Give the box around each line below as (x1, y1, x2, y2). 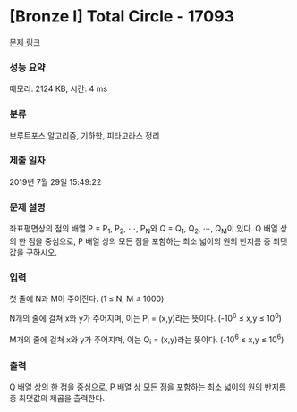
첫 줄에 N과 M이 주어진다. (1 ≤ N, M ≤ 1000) (9, 293, 165, 305)
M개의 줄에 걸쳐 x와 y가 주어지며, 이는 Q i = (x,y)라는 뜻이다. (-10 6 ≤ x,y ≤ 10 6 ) (9, 332, 284, 347)
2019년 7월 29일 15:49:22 (9, 176, 102, 187)
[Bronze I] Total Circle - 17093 (9, 6, 234, 27)
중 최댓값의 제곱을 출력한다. (9, 393, 106, 404)
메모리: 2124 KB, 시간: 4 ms (9, 83, 108, 95)
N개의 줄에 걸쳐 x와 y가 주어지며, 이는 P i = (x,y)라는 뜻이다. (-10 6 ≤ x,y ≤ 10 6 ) (9, 311, 282, 325)
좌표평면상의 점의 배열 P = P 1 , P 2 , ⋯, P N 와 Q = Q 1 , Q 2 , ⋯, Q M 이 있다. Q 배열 (9, 223, 279, 236)
